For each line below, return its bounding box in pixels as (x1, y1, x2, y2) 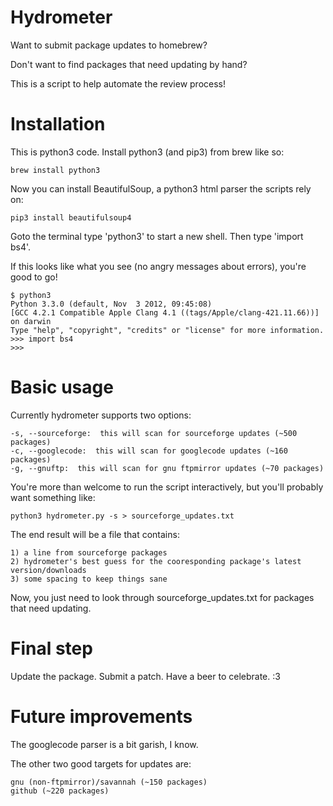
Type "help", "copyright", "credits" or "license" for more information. (10, 325, 325, 335)
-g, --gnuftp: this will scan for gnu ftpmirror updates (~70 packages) (10, 463, 325, 473)
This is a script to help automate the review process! (10, 77, 227, 90)
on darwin (10, 316, 52, 326)
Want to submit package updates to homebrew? (10, 39, 208, 51)
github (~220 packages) (10, 786, 110, 796)
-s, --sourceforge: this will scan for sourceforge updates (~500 (10, 428, 298, 438)
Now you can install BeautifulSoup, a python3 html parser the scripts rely (10, 182, 312, 195)
